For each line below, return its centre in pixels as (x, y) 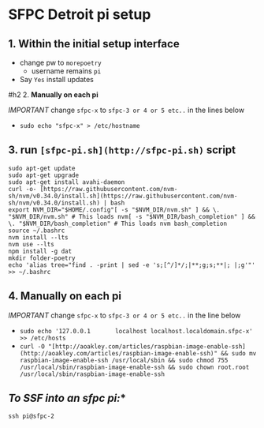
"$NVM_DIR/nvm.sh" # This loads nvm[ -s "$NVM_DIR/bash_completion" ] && (132, 216)
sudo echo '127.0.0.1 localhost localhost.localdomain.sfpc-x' (136, 331)
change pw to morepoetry (60, 62)
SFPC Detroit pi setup (80, 15)
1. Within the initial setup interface (94, 44)
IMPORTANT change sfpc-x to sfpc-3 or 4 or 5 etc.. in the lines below (126, 110)
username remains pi (66, 71)
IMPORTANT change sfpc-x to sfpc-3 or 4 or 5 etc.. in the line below (125, 315)
